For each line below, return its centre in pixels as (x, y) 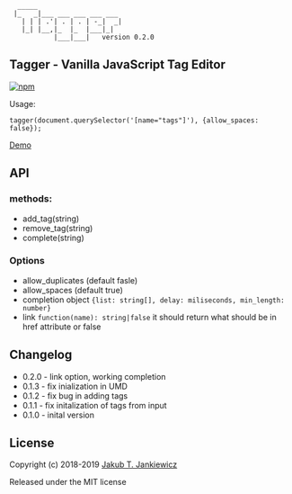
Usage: (22, 103)
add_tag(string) (51, 219)
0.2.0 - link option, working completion (94, 376)
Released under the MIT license (68, 482)
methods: (31, 199)
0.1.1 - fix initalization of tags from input (95, 405)
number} (36, 308)
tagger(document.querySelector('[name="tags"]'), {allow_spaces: (134, 120)
